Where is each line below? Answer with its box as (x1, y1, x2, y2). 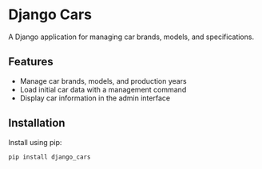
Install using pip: (8, 137, 62, 147)
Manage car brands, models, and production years (19, 76, 187, 85)
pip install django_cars (8, 153, 91, 161)
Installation (8, 116, 65, 130)
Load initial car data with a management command (19, 84, 187, 94)
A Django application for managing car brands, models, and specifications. (8, 32, 254, 41)
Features (8, 55, 54, 69)
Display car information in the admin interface (19, 93, 170, 103)
